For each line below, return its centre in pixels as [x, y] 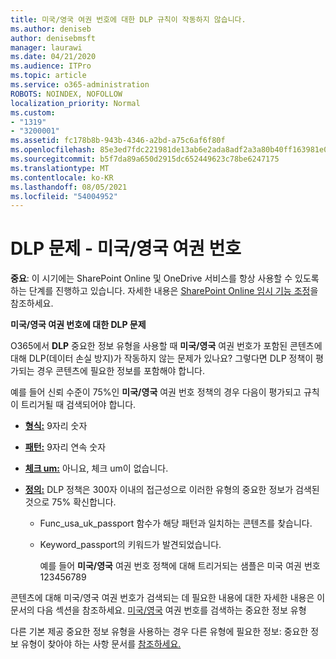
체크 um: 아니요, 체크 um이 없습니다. [96, 468]
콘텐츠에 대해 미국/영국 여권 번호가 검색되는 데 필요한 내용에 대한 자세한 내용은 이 [168, 598]
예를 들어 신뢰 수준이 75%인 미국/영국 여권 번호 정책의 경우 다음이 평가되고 [156, 392]
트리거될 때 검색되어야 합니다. [78, 405]
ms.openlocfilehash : [53, 150]
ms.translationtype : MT [60, 168]
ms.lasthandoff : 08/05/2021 [69, 187]
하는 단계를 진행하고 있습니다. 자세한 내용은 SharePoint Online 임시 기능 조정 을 [164, 291]
